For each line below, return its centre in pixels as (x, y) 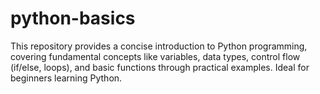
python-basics (73, 18)
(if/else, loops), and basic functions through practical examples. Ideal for (160, 67)
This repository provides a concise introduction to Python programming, (159, 46)
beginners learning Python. (66, 78)
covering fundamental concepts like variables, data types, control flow (155, 56)
